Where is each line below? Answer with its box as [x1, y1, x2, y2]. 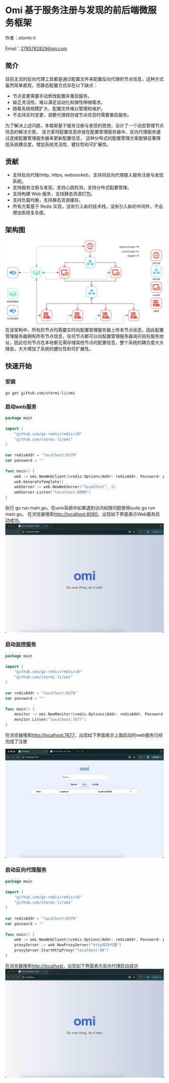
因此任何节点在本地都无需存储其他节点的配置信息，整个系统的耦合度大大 [14, 340, 164, 346]
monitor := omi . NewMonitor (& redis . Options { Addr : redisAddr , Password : [14, 712, 165, 717]
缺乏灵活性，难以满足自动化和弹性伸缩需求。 [12, 99, 106, 105]
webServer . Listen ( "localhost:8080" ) [14, 490, 92, 495]
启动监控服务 [5, 641, 37, 648]
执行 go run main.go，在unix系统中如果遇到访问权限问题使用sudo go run [5, 505, 155, 511]
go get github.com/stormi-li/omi [5, 390, 75, 395]
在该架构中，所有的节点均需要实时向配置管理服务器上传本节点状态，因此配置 [5, 327, 164, 333]
